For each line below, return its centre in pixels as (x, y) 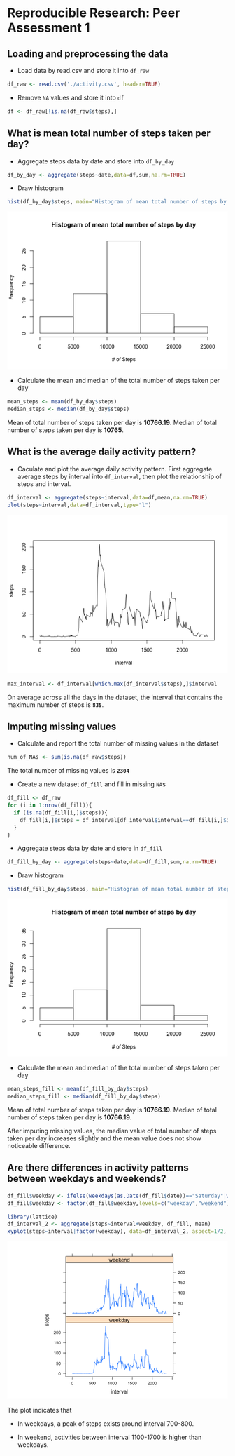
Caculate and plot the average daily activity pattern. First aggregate (115, 469)
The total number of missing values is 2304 (69, 771)
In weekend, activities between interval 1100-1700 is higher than (109, 1437)
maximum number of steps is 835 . (56, 705)
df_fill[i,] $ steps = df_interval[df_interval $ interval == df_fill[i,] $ (123, 820)
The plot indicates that (40, 1410)
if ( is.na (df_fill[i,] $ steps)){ (61, 813)
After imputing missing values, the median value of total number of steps (112, 1131)
